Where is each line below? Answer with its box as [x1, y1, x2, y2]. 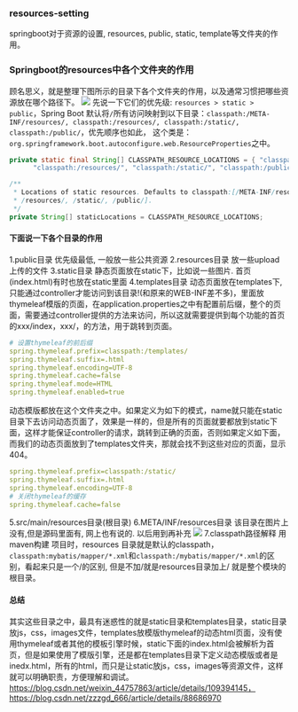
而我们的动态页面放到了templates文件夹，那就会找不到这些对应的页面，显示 [9, 438, 286, 450]
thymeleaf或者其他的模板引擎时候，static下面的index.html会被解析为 [16, 638, 267, 649]
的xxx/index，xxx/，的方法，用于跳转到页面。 [9, 320, 177, 331]
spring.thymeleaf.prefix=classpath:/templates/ [9, 347, 189, 356]
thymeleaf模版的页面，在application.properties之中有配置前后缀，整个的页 [9, 298, 281, 309]
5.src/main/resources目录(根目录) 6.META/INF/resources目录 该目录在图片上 [9, 517, 289, 528]
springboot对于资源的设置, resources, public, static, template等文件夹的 [9, 28, 271, 39]
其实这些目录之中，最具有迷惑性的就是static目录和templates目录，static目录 [9, 615, 287, 627]
